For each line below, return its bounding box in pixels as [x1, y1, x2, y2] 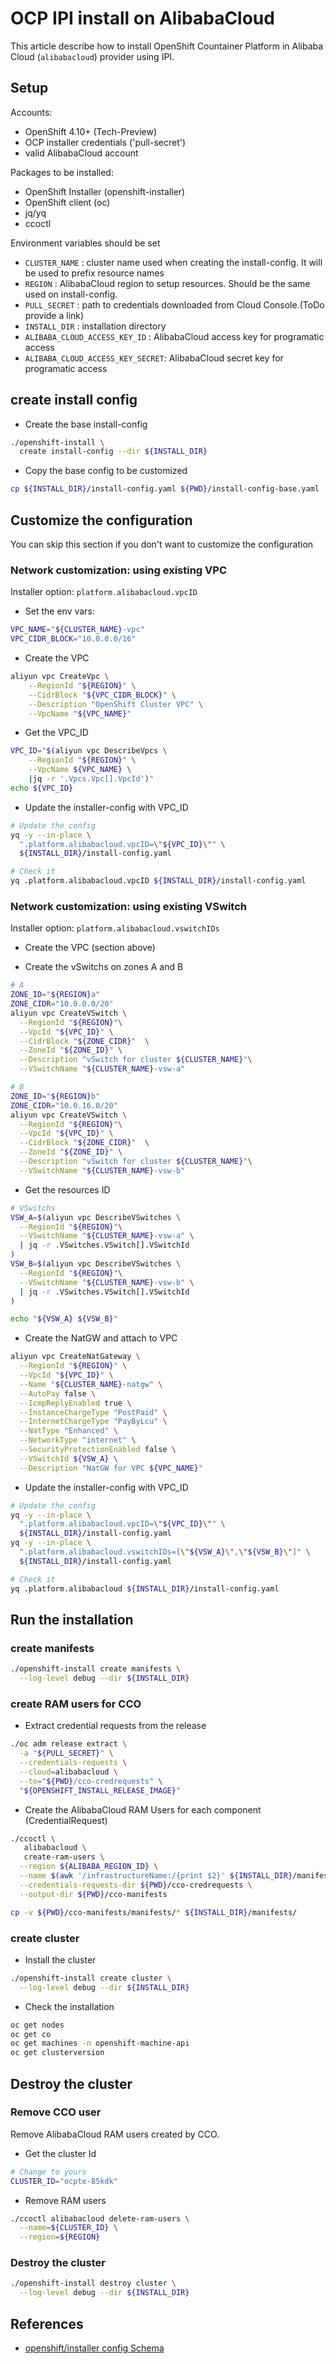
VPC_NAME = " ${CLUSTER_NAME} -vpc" [10, 625, 145, 635]
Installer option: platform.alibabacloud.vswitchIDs [10, 922, 220, 934]
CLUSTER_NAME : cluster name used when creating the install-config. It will [24, 256, 323, 268]
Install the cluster [24, 1953, 97, 1966]
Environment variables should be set [10, 237, 161, 249]
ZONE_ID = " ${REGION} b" [10, 1091, 101, 1101]
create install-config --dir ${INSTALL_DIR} [19, 447, 208, 457]
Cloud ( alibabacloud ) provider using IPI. [10, 50, 175, 62]
